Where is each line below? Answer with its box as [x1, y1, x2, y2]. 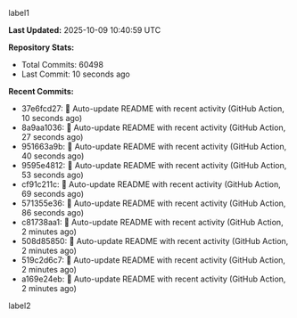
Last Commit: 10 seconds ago [21, 69, 130, 79]
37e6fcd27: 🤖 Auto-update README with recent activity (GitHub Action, [21, 103, 285, 114]
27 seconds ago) [21, 132, 84, 142]
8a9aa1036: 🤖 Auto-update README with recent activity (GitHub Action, [21, 122, 286, 133]
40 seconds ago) [21, 151, 85, 161]
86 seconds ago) [21, 208, 84, 217]
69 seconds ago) [21, 189, 85, 199]
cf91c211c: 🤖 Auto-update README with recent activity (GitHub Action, [21, 179, 282, 190]
